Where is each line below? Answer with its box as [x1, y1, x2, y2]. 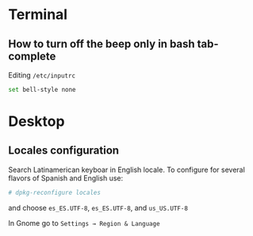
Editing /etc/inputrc [8, 70, 76, 80]
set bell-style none [8, 86, 77, 93]
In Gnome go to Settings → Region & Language [8, 218, 160, 227]
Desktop [8, 112, 65, 131]
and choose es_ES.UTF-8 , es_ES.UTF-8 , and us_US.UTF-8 [8, 203, 189, 212]
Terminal [8, 6, 68, 24]
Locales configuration [8, 144, 120, 158]
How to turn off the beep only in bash [8, 37, 196, 51]
